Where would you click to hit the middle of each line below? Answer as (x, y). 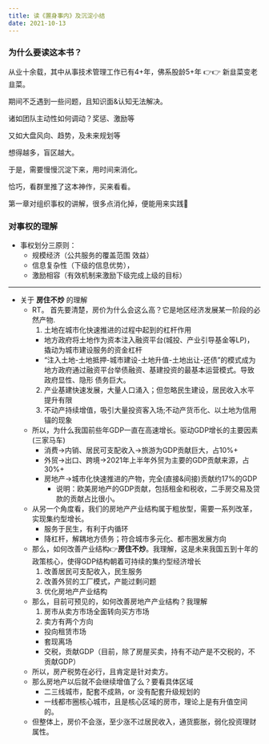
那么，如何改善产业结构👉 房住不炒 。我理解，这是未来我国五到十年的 (145, 549)
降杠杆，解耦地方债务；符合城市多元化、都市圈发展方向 (135, 539)
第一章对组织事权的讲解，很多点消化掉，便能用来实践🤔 (98, 203)
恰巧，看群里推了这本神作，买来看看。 (71, 186)
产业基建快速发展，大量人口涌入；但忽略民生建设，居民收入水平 (149, 390)
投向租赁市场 (65, 632)
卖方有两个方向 (68, 621)
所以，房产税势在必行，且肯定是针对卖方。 (102, 672)
